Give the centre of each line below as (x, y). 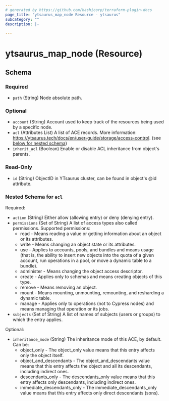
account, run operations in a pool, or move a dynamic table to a (86, 260)
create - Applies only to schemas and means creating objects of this (91, 277)
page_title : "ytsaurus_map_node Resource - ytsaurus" (63, 15)
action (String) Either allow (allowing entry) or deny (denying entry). (83, 217)
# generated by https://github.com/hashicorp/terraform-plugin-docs (79, 10)
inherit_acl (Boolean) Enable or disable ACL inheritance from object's (86, 149)
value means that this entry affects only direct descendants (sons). (90, 393)
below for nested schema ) (40, 143)
